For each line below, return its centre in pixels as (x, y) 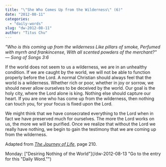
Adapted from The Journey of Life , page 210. (51, 144)
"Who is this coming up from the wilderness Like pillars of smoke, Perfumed (83, 47)
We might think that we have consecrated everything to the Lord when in (79, 113)
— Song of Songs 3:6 (27, 57)
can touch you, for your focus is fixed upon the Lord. (59, 104)
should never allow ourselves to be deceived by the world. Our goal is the (80, 88)
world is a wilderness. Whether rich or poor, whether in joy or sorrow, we (79, 83)
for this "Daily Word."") (28, 159)
